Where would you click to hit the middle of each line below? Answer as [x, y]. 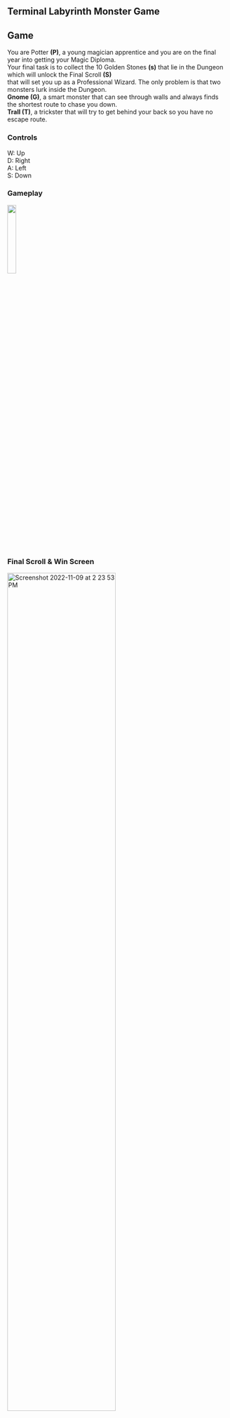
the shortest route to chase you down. [62, 105]
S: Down [19, 175]
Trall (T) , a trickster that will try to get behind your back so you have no [110, 112]
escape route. [27, 119]
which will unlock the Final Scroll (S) [60, 75]
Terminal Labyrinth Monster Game [83, 12]
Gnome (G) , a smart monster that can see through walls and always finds [113, 97]
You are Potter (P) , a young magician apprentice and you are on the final [111, 53]
